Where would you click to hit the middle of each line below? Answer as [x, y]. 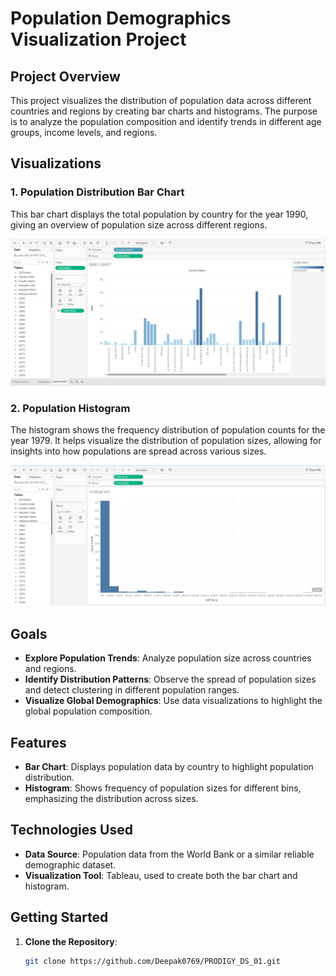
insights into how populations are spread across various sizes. [138, 451]
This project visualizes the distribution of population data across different [161, 100]
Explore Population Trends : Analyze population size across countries [168, 658]
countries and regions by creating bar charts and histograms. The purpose [164, 111]
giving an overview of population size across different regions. [139, 224]
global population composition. [88, 711]
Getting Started [59, 917]
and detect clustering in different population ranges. [132, 690]
